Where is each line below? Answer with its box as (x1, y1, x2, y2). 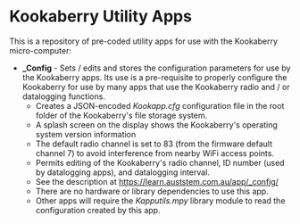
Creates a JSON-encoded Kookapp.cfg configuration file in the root (35, 100, 285, 111)
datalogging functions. (21, 91, 105, 102)
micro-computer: (9, 45, 71, 55)
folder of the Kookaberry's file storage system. (35, 110, 208, 120)
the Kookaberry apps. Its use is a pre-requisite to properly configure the (21, 71, 287, 82)
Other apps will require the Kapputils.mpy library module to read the (35, 195, 286, 206)
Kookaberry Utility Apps (9, 6, 192, 27)
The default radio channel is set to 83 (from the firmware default (35, 138, 273, 149)
